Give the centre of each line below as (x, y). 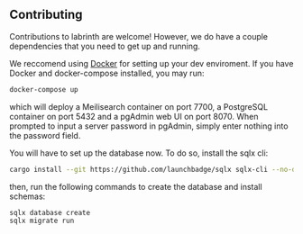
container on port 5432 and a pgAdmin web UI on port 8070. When (134, 116)
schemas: (28, 196)
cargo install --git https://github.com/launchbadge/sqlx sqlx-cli (139, 169)
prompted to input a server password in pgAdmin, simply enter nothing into (149, 126)
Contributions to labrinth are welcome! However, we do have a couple (139, 36)
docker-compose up (44, 89)
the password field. (45, 135)
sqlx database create (50, 212)
